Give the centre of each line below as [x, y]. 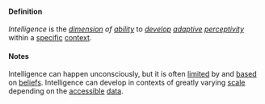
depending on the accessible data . [66, 91]
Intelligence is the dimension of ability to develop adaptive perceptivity [126, 29]
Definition [25, 11]
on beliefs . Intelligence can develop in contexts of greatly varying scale [127, 83]
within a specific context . [50, 38]
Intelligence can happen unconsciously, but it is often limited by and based [132, 74]
